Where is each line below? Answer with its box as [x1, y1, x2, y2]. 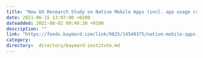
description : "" [6, 25, 47, 32]
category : [6, 37, 31, 43]
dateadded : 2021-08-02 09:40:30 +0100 [6, 20, 104, 26]
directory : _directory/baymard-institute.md [6, 43, 120, 49]
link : [6, 31, 20, 37]
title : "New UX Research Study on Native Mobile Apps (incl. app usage [6, 8, 190, 15]
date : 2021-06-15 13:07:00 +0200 [6, 14, 91, 21]
